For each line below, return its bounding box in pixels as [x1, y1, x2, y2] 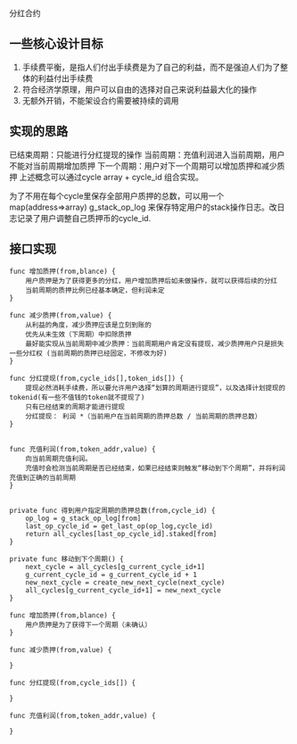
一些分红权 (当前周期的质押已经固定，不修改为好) [9, 349, 168, 359]
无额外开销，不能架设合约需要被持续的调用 [21, 95, 179, 105]
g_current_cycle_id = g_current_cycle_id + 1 [25, 570, 198, 580]
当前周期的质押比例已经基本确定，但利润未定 [25, 286, 165, 295]
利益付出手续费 [37, 72, 94, 83]
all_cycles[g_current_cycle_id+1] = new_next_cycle [25, 586, 221, 595]
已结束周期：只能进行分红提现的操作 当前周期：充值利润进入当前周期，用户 [9, 149, 285, 160]
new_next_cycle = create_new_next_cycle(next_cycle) [25, 578, 226, 587]
